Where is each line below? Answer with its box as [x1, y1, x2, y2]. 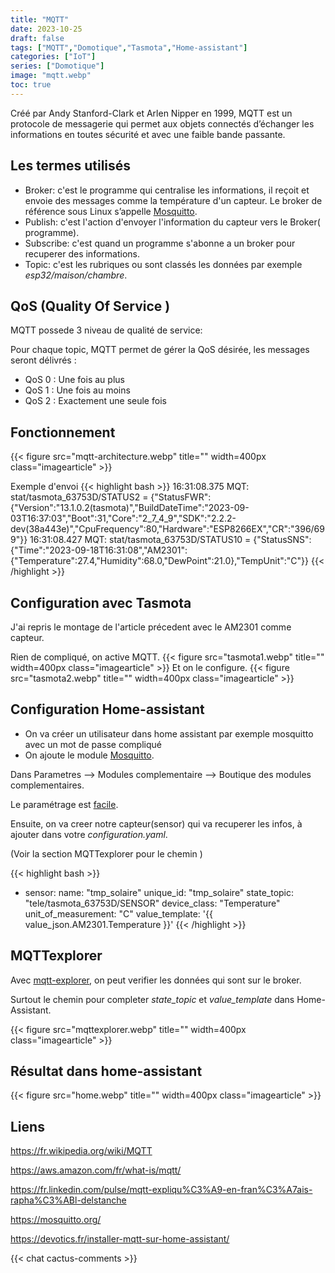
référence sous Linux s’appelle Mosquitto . [24, 205, 198, 217]
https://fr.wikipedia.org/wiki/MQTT [10, 1145, 153, 1157]
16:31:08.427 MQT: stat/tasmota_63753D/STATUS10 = [29, 534, 252, 546]
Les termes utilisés [10, 157, 132, 175]
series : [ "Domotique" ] [10, 61, 105, 71]
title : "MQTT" [10, 14, 70, 25]
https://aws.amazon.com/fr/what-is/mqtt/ [10, 1164, 182, 1176]
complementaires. [10, 779, 85, 791]
